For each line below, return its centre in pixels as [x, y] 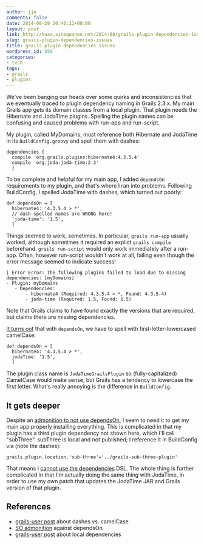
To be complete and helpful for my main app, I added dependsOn [86, 179]
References [29, 507]
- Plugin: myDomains [32, 284]
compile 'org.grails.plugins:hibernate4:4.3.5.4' [76, 158]
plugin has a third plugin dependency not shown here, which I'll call [90, 433]
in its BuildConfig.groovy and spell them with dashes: [73, 141]
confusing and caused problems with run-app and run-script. [83, 123]
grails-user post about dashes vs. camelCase [72, 521]
